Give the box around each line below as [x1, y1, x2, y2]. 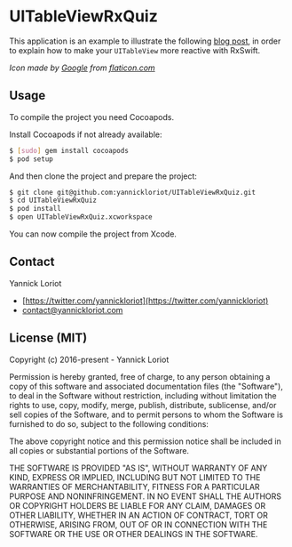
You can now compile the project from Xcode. [9, 229, 178, 239]
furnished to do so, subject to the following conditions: [9, 418, 209, 429]
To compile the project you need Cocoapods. [9, 111, 175, 122]
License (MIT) [9, 331, 88, 346]
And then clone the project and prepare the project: [9, 171, 198, 181]
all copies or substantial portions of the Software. [9, 445, 189, 455]
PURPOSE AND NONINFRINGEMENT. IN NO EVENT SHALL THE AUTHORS [9, 491, 282, 502]
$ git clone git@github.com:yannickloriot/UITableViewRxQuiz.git [9, 188, 256, 197]
